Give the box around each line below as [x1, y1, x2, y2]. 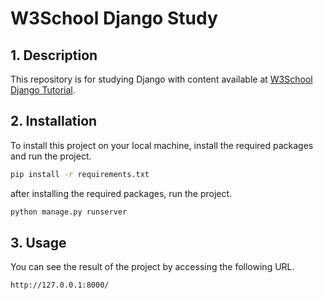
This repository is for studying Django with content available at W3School [10, 73, 313, 85]
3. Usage [10, 234, 67, 251]
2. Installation [10, 113, 98, 130]
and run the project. [10, 150, 92, 162]
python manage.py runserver [10, 207, 128, 217]
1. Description [10, 47, 98, 64]
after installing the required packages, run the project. [10, 187, 233, 199]
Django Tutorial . [10, 84, 76, 96]
